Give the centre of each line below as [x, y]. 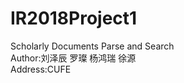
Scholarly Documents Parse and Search [92, 46]
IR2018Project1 [74, 18]
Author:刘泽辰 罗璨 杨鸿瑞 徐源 [73, 58]
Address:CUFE [41, 69]
